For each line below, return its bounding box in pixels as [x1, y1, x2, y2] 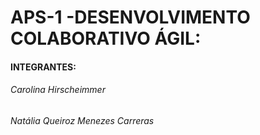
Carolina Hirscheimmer [10, 84, 106, 96]
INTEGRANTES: [10, 61, 77, 73]
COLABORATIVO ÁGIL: [10, 27, 202, 50]
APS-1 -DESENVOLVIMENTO [10, 6, 251, 29]
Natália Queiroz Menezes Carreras [10, 114, 155, 126]
